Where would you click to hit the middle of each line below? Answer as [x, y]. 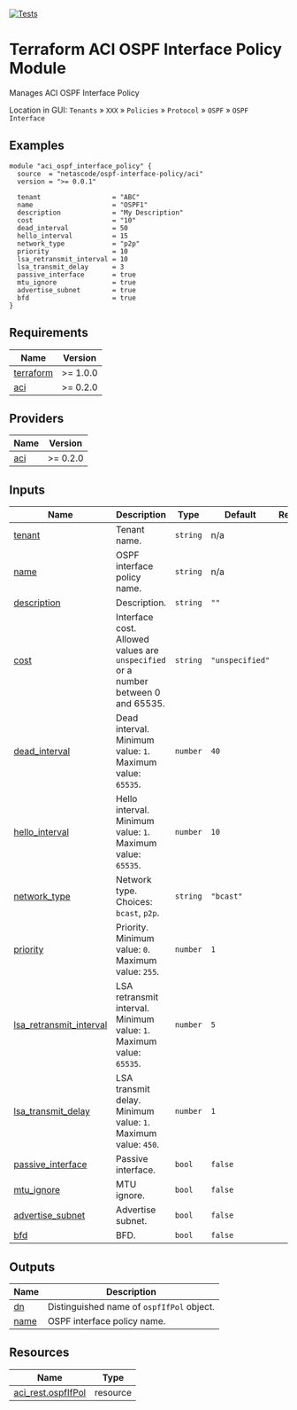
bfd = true [77, 298]
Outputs [32, 1267]
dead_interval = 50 [72, 228]
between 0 [138, 693]
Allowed [133, 640]
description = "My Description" [100, 213]
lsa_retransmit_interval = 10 [72, 259]
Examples [37, 146]
